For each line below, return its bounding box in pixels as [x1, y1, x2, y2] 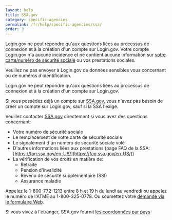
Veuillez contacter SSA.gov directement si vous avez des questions [5, 114, 148, 120]
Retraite [20, 161, 37, 168]
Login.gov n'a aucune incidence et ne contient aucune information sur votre [5, 52, 166, 58]
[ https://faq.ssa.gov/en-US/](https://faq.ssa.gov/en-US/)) [12, 151, 135, 157]
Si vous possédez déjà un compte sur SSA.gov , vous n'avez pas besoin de [5, 98, 163, 104]
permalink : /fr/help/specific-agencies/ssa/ [5, 22, 102, 27]
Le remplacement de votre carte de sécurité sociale [12, 134, 122, 140]
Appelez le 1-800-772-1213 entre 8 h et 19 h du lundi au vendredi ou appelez [5, 188, 167, 194]
